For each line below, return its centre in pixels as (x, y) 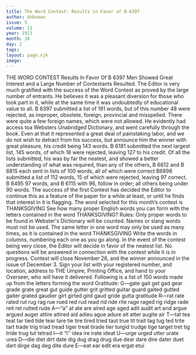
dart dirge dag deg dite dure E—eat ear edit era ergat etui (75, 345)
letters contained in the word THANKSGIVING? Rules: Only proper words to (97, 214)
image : (14, 60)
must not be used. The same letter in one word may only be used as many (95, 227)
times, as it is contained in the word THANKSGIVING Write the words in (92, 233)
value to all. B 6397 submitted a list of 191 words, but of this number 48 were (98, 109)
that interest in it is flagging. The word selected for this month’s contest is (94, 202)
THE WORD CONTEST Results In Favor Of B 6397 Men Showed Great (90, 77)
